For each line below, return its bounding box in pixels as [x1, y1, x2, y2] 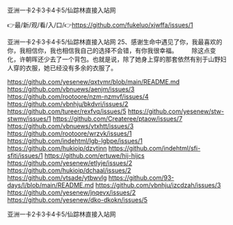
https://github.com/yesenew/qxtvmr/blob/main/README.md [7, 78, 180, 85]
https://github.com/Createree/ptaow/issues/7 [52, 115, 183, 123]
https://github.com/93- [108, 174, 175, 182]
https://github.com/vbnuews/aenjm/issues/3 [7, 85, 135, 93]
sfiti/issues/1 [7, 151, 43, 160]
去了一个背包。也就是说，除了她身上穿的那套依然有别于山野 [49, 55, 220, 63]
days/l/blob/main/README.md [7, 181, 94, 189]
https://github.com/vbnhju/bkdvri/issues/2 [7, 100, 129, 108]
